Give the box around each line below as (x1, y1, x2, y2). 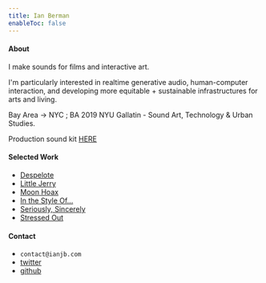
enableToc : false (8, 19, 66, 27)
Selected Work (8, 152, 58, 162)
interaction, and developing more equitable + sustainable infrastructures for (8, 86, 258, 95)
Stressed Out (19, 212, 64, 222)
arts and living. (8, 94, 58, 104)
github (19, 266, 42, 276)
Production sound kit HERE (8, 134, 98, 144)
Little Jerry (19, 178, 56, 188)
